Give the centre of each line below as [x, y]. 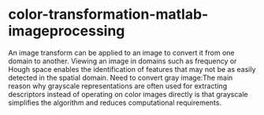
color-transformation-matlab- [108, 14]
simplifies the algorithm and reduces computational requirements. [115, 102]
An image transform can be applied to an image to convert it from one [121, 52]
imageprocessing [67, 31]
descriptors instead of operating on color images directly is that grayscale [128, 94]
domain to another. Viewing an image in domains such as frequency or [123, 61]
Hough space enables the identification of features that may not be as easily [132, 69]
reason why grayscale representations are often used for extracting [117, 86]
